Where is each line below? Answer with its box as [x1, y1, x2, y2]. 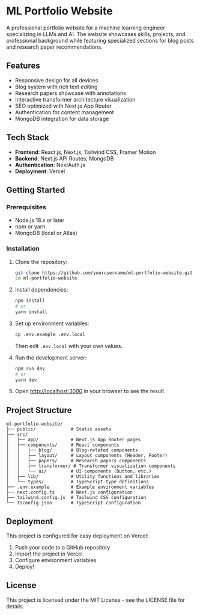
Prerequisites [6, 203, 46, 211]
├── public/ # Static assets [6, 426, 112, 432]
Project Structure [6, 405, 72, 415]
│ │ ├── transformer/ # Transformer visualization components [6, 463, 176, 470]
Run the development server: [14, 353, 87, 361]
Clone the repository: [14, 258, 68, 265]
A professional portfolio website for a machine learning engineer [6, 24, 165, 31]
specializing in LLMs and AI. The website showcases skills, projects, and [6, 30, 186, 37]
